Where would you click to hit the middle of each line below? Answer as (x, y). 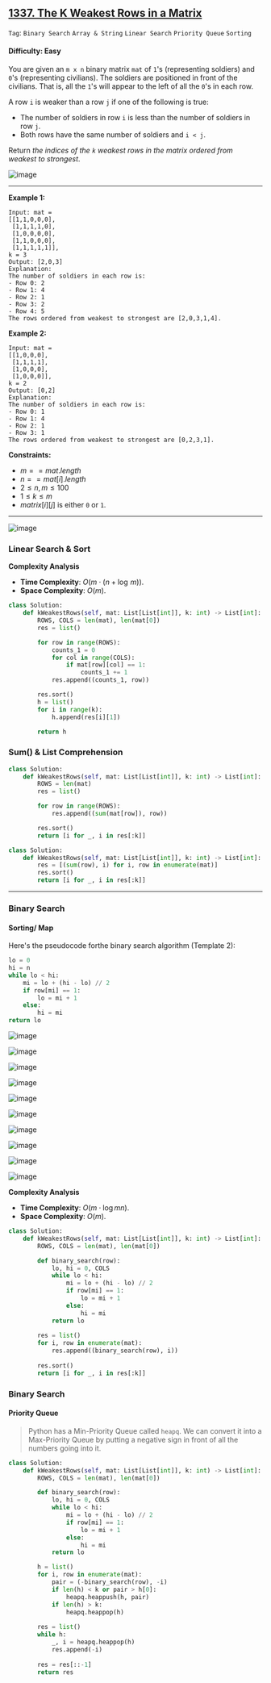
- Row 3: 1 (27, 433)
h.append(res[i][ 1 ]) (86, 717)
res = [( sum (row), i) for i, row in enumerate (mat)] (128, 865)
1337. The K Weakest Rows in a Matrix (105, 13)
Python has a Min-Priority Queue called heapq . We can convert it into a (145, 1430)
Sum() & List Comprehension (66, 752)
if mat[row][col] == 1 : (106, 665)
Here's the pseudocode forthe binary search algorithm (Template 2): (122, 946)
